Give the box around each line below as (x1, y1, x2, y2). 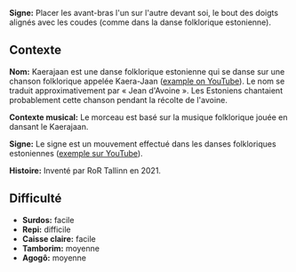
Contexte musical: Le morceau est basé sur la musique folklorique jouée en (9, 111, 288, 123)
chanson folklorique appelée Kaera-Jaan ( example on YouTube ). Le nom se (9, 76, 285, 86)
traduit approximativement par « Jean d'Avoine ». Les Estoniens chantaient (9, 84, 283, 96)
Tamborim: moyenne (21, 243, 100, 253)
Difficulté (9, 191, 62, 206)
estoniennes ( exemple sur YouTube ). (9, 148, 144, 158)
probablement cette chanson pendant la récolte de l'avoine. (9, 94, 228, 105)
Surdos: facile (21, 214, 75, 225)
